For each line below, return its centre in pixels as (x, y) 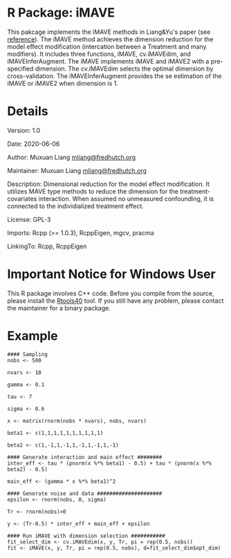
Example (33, 336)
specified (20, 68)
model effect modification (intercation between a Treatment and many (107, 46)
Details (28, 111)
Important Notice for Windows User (111, 274)
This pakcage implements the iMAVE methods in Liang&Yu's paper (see (109, 32)
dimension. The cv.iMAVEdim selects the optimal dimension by (124, 68)
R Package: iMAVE (61, 13)
